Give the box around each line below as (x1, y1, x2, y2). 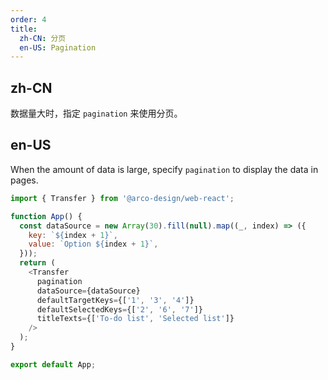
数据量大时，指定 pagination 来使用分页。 (10, 107, 183, 120)
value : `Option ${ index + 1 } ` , (28, 239, 159, 250)
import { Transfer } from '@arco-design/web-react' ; (10, 193, 235, 203)
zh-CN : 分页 (19, 33, 67, 43)
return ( (19, 258, 56, 268)
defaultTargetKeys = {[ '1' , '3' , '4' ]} (36, 295, 195, 305)
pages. (10, 174, 39, 186)
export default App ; (10, 359, 97, 370)
